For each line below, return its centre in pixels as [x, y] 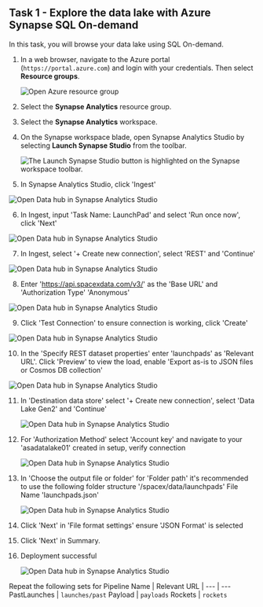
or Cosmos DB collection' [61, 370]
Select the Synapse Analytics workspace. [89, 122]
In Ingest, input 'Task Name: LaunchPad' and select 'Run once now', [130, 215]
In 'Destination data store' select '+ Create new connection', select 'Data [137, 400]
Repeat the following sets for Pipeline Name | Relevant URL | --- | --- [120, 586]
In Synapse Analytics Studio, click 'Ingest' [88, 184]
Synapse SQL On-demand [74, 26]
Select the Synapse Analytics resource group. [96, 106]
